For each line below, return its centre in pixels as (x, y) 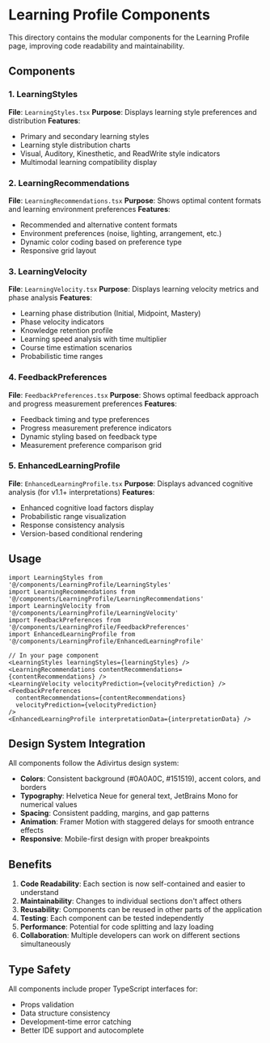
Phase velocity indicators (62, 322)
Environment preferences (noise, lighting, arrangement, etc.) (121, 233)
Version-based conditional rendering (81, 533)
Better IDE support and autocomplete (82, 1030)
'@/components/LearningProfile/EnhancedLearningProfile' (106, 641)
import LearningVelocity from (59, 606)
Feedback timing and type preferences (84, 419)
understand (39, 893)
